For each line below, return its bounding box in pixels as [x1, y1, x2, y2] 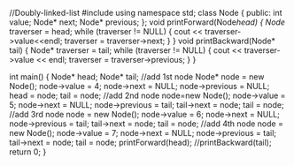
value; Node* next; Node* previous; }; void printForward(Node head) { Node [9, 17, 286, 27]
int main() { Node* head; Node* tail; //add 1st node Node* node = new [9, 72, 265, 82]
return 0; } [9, 147, 47, 157]
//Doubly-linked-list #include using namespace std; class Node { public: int [9, 8, 282, 18]
